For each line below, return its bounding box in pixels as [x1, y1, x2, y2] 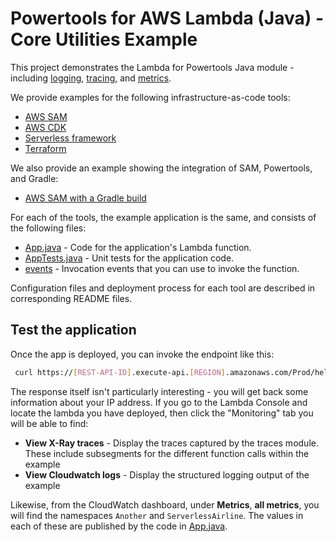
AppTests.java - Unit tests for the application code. [24, 252, 235, 264]
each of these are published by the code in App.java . [10, 520, 228, 532]
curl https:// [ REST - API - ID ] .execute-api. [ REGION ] [14, 367, 226, 377]
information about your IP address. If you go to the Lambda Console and [10, 396, 308, 408]
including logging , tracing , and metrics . [10, 72, 172, 84]
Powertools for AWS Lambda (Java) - [10, 7, 325, 30]
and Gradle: [10, 172, 59, 184]
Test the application [10, 322, 137, 339]
